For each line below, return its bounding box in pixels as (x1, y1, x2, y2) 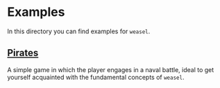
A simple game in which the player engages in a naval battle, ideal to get (7, 65, 214, 73)
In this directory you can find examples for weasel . (7, 27, 151, 35)
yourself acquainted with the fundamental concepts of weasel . (7, 73, 185, 81)
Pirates (7, 47, 39, 59)
